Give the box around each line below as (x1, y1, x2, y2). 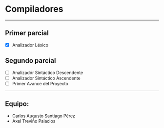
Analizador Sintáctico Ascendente (12, 75, 81, 81)
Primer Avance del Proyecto (12, 80, 68, 86)
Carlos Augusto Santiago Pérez (12, 113, 76, 119)
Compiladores (5, 3, 63, 15)
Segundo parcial (5, 56, 56, 65)
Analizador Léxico (12, 42, 49, 48)
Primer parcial (5, 29, 49, 37)
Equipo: (5, 100, 29, 108)
